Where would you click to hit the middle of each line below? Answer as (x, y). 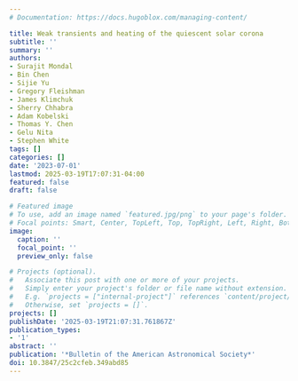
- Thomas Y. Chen (41, 124)
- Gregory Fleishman (47, 91)
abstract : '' (33, 346)
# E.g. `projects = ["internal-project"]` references (114, 297)
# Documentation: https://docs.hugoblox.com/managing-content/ (129, 17)
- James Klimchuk (41, 99)
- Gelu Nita (31, 133)
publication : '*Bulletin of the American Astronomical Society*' (132, 355)
